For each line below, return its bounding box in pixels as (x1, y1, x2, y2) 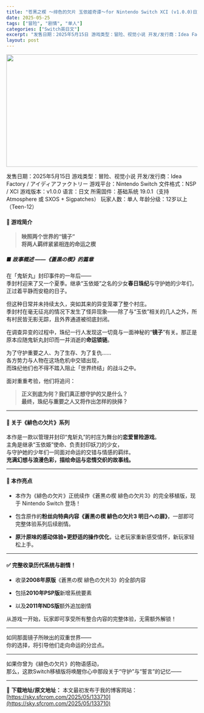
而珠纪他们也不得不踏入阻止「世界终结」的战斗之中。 (6, 364, 140, 372)
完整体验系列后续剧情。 (15, 520, 74, 528)
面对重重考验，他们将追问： (6, 378, 76, 385)
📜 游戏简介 (6, 218, 33, 226)
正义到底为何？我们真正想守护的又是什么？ (21, 390, 128, 398)
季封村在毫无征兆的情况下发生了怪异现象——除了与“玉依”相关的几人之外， (6, 308, 192, 315)
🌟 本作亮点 (6, 477, 33, 484)
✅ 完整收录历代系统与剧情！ (6, 562, 76, 569)
